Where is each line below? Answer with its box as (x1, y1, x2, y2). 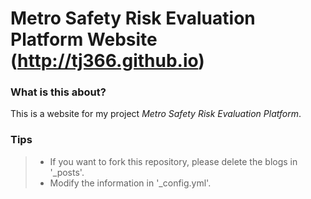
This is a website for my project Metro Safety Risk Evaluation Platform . (10, 108, 302, 120)
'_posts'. (49, 166, 85, 178)
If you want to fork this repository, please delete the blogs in (49, 155, 298, 167)
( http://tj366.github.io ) (10, 50, 205, 72)
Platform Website (10, 28, 158, 51)
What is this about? (10, 85, 107, 99)
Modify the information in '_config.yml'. (49, 177, 212, 189)
